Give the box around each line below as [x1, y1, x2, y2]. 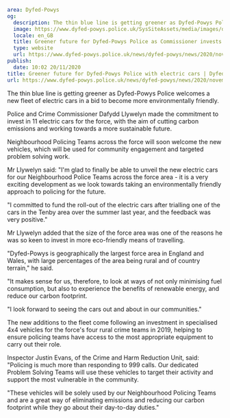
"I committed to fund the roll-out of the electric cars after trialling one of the [7, 200, 221, 209]
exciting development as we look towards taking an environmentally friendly [7, 180, 222, 188]
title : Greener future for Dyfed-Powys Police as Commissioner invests [13, 38, 222, 45]
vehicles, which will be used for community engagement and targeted [7, 145, 204, 153]
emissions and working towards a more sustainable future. [7, 124, 172, 132]
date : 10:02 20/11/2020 [13, 64, 81, 71]
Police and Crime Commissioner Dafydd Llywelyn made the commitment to [7, 110, 219, 118]
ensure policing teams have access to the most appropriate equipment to [7, 333, 214, 341]
